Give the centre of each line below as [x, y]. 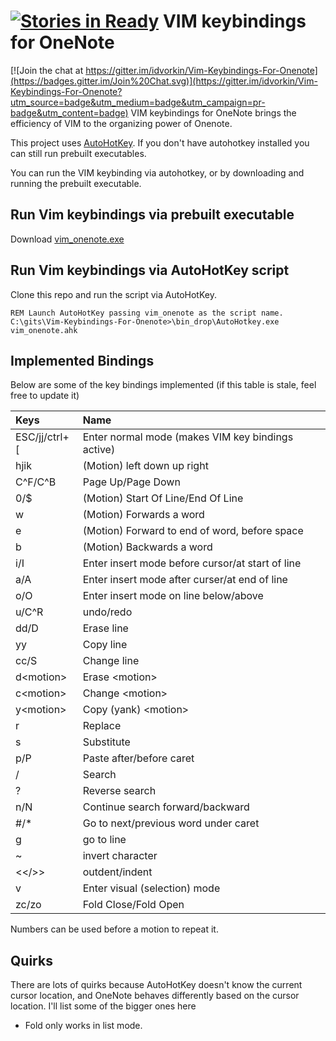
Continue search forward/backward [166, 807]
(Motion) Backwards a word [147, 547]
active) [99, 450]
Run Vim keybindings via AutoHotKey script [150, 270]
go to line [104, 840]
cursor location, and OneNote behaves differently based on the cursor [155, 996]
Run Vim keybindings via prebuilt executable [152, 215]
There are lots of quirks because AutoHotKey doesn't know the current [156, 985]
